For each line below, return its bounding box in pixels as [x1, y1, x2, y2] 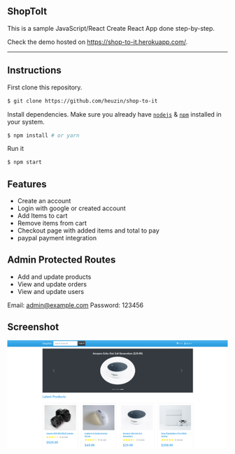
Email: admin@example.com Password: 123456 [7, 300, 144, 309]
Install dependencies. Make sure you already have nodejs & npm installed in [7, 110, 222, 118]
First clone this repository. [7, 83, 83, 91]
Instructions [7, 64, 62, 76]
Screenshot [7, 321, 59, 333]
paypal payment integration [17, 234, 97, 242]
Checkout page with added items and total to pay [17, 226, 159, 235]
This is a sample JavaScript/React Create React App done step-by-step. [7, 24, 215, 32]
